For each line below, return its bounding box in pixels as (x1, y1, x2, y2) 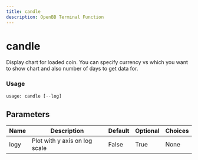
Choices (165, 127, 189, 135)
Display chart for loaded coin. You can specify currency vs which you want (6, 59, 189, 66)
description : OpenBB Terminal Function (6, 14, 104, 20)
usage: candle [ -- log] (6, 93, 62, 99)
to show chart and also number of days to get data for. (6, 65, 138, 72)
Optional (135, 127, 160, 135)
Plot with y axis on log (31, 136, 93, 145)
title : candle (6, 8, 41, 15)
